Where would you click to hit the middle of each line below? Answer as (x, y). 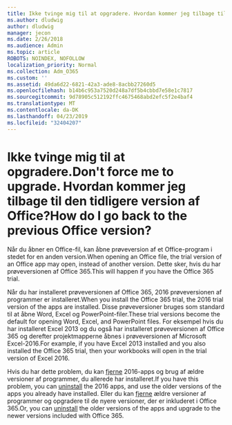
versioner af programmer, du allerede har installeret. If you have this (103, 379)
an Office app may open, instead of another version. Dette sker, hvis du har (114, 264)
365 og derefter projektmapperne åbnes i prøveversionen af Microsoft (107, 337)
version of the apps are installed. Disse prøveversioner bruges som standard (116, 307)
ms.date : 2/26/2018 (35, 39)
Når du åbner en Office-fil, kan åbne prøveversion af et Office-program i (110, 249)
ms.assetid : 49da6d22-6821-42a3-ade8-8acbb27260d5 (81, 84)
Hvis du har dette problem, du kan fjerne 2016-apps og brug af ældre (106, 372)
